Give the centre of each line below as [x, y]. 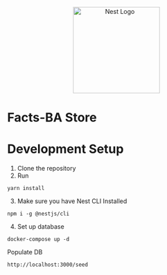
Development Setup [65, 149]
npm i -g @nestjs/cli [38, 214]
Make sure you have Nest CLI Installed [72, 201]
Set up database [41, 227]
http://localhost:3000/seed [48, 265]
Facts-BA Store [52, 118]
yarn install [26, 189]
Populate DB [25, 252]
